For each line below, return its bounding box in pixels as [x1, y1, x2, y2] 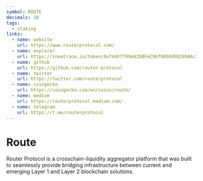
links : [6, 31, 23, 37]
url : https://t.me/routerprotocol [17, 109, 104, 115]
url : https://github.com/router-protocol [17, 64, 123, 71]
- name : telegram [11, 103, 56, 110]
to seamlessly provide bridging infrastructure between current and [6, 162, 172, 169]
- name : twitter [11, 70, 53, 76]
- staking [11, 25, 36, 32]
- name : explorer [11, 48, 56, 54]
